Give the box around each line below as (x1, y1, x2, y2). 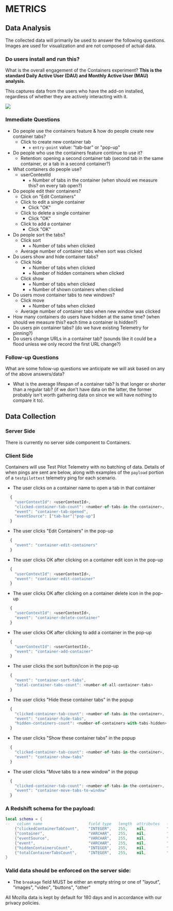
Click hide (20, 259, 42, 265)
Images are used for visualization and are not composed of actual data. (5, 43, 157, 49)
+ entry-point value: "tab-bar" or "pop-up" (28, 144, 120, 150)
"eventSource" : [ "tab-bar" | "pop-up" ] (14, 514, 96, 519)
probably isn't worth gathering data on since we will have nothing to (12, 391, 157, 398)
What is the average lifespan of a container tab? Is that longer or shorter (12, 381, 166, 387)
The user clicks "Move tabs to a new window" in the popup (12, 769, 139, 775)
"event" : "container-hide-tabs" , (14, 716, 86, 721)
